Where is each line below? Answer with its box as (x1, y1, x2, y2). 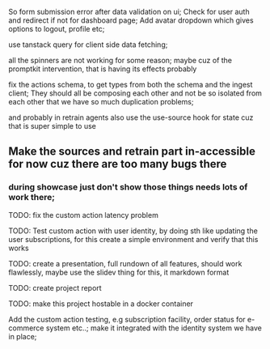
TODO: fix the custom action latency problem (8, 210, 159, 219)
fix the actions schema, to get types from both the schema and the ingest (8, 80, 253, 89)
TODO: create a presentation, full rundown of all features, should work (8, 258, 243, 268)
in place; (8, 331, 37, 341)
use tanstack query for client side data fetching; (8, 40, 168, 49)
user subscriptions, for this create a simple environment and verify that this (8, 234, 259, 244)
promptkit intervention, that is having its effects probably (8, 64, 197, 74)
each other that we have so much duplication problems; (8, 97, 194, 106)
